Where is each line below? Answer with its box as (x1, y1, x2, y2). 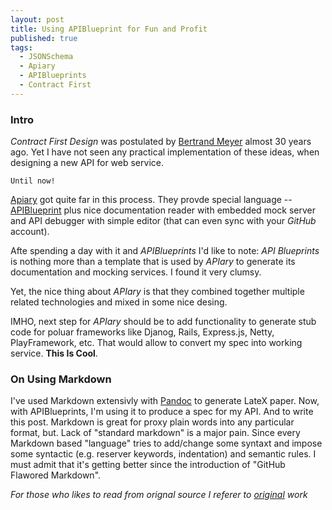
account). (10, 226, 50, 238)
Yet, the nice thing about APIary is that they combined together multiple (10, 286, 305, 298)
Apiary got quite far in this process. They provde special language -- (10, 194, 293, 206)
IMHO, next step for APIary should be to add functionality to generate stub (10, 316, 317, 328)
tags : (10, 42, 33, 53)
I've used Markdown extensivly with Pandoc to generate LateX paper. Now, (10, 395, 320, 407)
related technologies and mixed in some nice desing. (10, 296, 228, 308)
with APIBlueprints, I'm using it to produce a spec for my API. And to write (10, 406, 314, 418)
